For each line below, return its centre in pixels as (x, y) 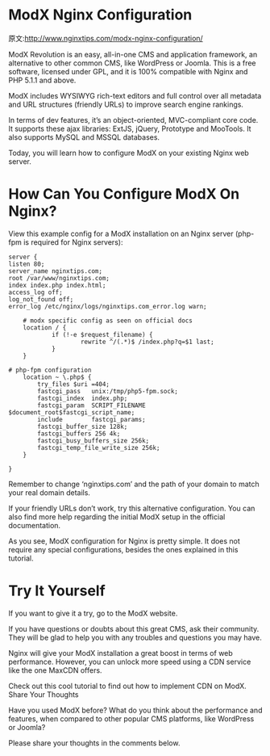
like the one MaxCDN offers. (55, 670)
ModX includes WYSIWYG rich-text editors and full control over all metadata (135, 95)
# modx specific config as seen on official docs (108, 321)
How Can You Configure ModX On (124, 194)
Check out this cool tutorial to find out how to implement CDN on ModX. (128, 686)
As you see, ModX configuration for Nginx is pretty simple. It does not (124, 541)
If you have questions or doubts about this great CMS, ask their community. (134, 628)
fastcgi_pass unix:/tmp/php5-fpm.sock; (108, 391)
